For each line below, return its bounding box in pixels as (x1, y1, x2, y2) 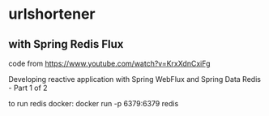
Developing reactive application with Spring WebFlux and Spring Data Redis (8, 75, 262, 84)
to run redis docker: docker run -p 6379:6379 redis (8, 99, 179, 108)
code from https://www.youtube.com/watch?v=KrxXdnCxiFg (8, 58, 211, 68)
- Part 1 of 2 (8, 83, 48, 92)
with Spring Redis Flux (8, 37, 124, 51)
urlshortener (8, 5, 96, 24)
